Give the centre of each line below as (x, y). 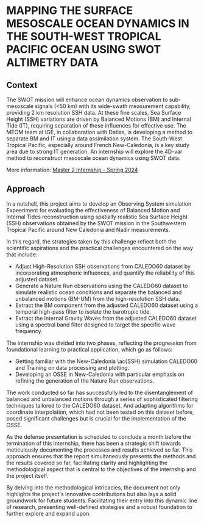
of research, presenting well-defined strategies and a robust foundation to (100, 507)
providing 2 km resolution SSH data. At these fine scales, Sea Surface (94, 113)
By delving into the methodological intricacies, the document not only (93, 487)
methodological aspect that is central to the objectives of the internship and (101, 469)
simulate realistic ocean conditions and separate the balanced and (98, 292)
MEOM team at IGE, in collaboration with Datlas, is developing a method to (100, 132)
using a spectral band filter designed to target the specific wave (95, 325)
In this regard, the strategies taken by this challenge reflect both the (91, 241)
